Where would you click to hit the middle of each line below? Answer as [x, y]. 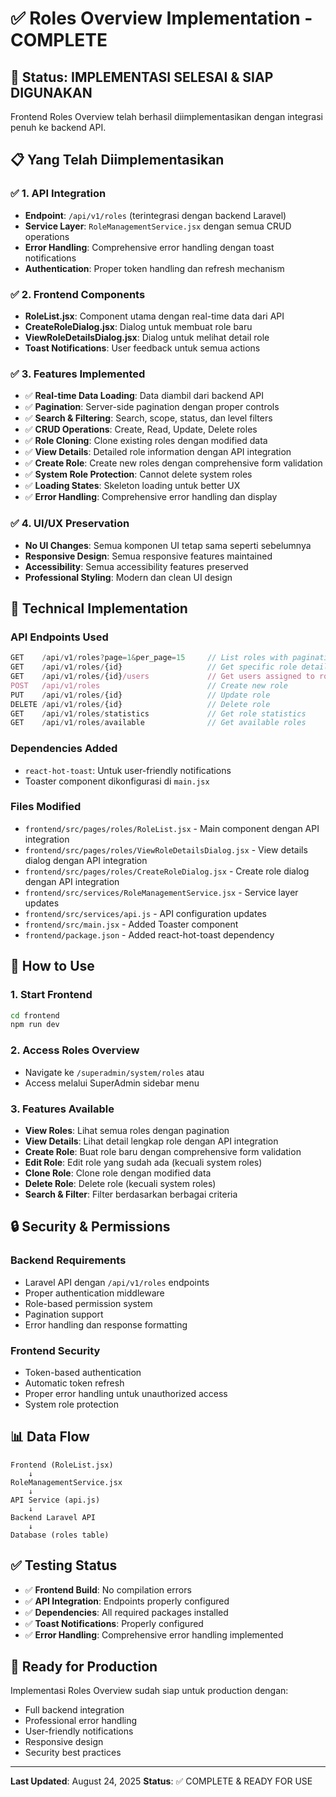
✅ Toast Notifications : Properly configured [114, 1623]
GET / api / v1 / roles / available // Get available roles [158, 723]
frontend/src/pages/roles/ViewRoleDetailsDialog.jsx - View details [166, 849]
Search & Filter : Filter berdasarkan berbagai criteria [131, 1194]
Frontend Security [55, 1350]
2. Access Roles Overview [75, 1050]
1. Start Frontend [51, 995]
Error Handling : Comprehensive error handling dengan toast [149, 247]
